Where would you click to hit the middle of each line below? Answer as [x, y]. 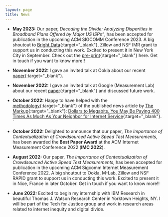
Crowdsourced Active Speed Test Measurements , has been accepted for [87, 162]
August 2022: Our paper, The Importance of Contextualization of [80, 157]
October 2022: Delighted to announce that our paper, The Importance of [87, 131]
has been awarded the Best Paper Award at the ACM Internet [75, 142]
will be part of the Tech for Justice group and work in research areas [83, 203]
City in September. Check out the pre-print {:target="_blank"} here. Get [85, 55]
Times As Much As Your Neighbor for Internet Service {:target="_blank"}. [87, 116]
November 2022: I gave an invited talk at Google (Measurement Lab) [83, 85]
